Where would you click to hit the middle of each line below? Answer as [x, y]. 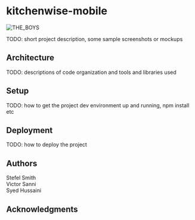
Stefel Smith [21, 178]
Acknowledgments [42, 209]
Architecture [30, 58]
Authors [22, 163]
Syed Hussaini [24, 190]
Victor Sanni [21, 184]
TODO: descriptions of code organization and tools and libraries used [92, 72]
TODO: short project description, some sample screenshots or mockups [95, 39]
